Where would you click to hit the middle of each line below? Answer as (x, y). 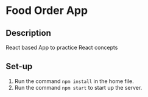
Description (28, 33)
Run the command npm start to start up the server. (78, 87)
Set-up (19, 66)
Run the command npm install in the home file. (74, 81)
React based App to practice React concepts (62, 47)
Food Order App (47, 11)
